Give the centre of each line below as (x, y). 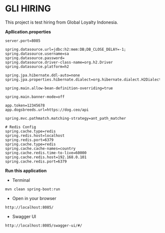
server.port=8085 (23, 41)
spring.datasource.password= (35, 58)
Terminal (21, 180)
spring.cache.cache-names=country (41, 148)
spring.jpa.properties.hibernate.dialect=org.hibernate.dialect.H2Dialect (83, 79)
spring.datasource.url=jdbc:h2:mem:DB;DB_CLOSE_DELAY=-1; (66, 49)
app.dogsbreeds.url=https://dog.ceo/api (47, 110)
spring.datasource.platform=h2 (37, 67)
